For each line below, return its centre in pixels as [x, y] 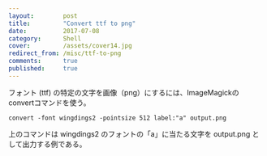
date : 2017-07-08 [54, 31]
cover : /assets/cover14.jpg [70, 46]
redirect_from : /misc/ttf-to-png [65, 53]
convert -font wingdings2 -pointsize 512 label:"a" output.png [118, 118]
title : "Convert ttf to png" [72, 23]
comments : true [43, 61]
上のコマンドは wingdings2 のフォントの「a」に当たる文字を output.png [129, 133]
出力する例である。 [54, 144]
